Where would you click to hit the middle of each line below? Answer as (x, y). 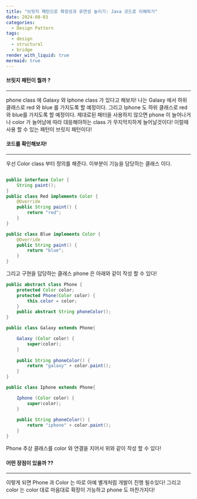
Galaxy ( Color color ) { (46, 339)
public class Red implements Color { (52, 196)
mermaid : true (23, 61)
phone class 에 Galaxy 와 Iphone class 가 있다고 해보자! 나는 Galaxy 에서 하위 (97, 100)
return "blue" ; (46, 250)
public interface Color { (38, 180)
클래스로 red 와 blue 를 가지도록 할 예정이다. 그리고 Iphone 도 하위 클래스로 (92, 107)
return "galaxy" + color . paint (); (69, 366)
